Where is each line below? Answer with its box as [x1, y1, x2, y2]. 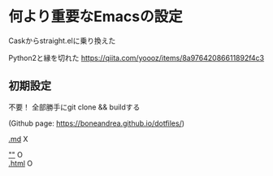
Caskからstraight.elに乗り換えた [8, 36, 116, 45]
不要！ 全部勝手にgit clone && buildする [8, 102, 141, 112]
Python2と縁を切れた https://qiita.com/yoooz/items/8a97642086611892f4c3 [8, 53, 265, 62]
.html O [8, 158, 33, 168]
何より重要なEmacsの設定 [8, 7, 183, 26]
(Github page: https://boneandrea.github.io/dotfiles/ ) [8, 118, 185, 128]
